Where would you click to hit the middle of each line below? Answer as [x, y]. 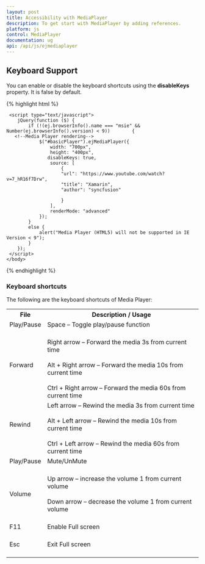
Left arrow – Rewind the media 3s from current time [121, 405]
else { [37, 227]
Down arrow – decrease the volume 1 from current [120, 501]
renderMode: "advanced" [80, 211]
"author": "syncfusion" [91, 190]
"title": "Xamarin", [87, 184]
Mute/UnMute [67, 461]
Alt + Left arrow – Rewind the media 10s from [112, 421]
